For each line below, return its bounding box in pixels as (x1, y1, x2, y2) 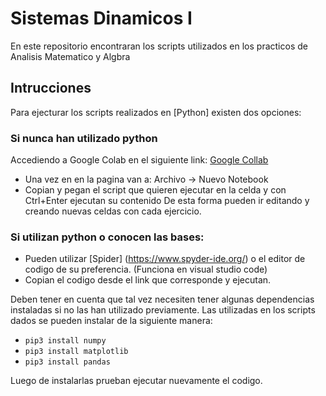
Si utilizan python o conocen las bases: (10, 230, 205, 244)
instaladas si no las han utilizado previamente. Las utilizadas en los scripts (10, 304, 316, 316)
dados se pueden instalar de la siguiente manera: (10, 315, 213, 327)
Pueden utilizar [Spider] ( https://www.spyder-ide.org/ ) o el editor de (24, 253, 306, 265)
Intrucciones (10, 80, 92, 97)
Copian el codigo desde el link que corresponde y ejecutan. (24, 274, 272, 286)
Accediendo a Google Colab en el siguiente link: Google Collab (10, 154, 269, 166)
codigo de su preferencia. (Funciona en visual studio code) (24, 263, 268, 276)
